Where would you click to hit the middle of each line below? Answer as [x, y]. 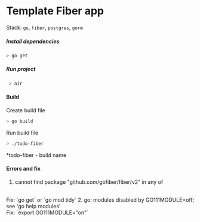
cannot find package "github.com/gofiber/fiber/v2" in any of [89, 182]
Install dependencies [33, 41]
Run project [21, 69]
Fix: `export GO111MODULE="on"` [47, 212]
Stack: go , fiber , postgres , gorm [45, 27]
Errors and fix [23, 169]
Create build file [26, 110]
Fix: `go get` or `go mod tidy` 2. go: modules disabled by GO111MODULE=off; [100, 200]
